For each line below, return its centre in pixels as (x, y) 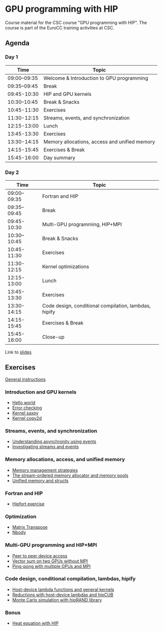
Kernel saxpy (25, 413)
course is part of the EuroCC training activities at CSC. (60, 27)
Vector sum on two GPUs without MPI (50, 561)
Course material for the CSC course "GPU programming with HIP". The (76, 23)
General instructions (25, 379)
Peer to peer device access (40, 556)
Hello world (24, 403)
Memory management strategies (45, 470)
